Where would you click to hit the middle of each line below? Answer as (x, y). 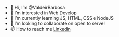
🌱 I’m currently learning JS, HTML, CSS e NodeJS (62, 18)
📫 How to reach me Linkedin (40, 29)
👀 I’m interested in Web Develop (43, 13)
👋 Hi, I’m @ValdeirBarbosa (37, 8)
